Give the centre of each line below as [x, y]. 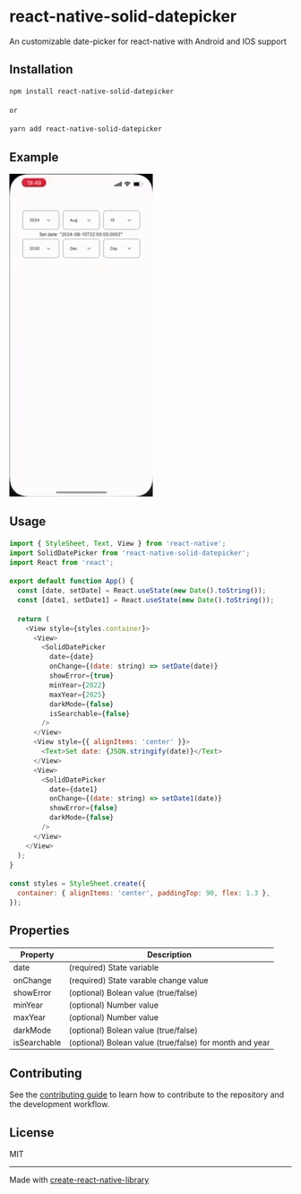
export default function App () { [72, 581]
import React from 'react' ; [62, 562]
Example [34, 157]
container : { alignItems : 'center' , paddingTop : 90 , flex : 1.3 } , [144, 894]
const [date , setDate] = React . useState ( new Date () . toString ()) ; [142, 591]
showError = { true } [82, 676]
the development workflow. [60, 1104]
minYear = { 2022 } [77, 685]
